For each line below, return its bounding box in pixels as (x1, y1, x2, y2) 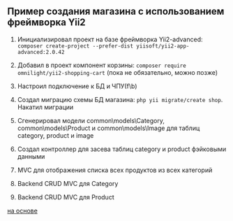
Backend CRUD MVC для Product (17, 192, 114, 201)
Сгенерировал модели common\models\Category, (17, 116, 165, 124)
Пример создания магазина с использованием (7, 6, 225, 17)
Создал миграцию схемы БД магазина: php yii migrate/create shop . (17, 95, 223, 104)
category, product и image (17, 131, 94, 139)
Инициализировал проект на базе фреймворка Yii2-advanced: (17, 35, 203, 43)
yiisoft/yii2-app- (135, 42, 190, 50)
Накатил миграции (17, 103, 74, 111)
